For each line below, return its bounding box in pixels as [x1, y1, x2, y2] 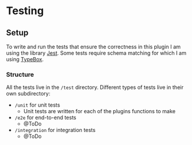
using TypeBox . [6, 56, 44, 62]
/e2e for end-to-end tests [14, 114, 77, 121]
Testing [6, 4, 44, 18]
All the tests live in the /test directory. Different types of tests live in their [6, 84, 184, 91]
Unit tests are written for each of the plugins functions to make [23, 108, 176, 115]
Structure [6, 70, 34, 78]
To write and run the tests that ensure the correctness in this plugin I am [6, 43, 181, 50]
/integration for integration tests [14, 127, 96, 134]
